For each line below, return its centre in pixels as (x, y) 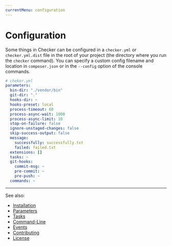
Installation (24, 205)
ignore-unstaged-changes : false (45, 129)
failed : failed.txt (35, 147)
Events (20, 227)
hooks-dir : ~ (24, 100)
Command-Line (29, 221)
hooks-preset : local (32, 105)
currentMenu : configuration (35, 10)
